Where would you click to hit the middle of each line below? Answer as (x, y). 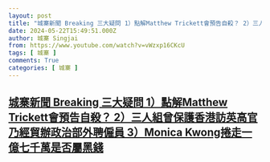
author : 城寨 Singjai (43, 38)
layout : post (30, 16)
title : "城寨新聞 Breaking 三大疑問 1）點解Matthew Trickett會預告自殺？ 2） (131, 23)
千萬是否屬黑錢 (66, 148)
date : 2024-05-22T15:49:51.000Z (62, 30)
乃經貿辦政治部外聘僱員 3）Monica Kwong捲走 (125, 133)
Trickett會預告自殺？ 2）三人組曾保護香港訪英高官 (133, 117)
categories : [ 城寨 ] (43, 68)
